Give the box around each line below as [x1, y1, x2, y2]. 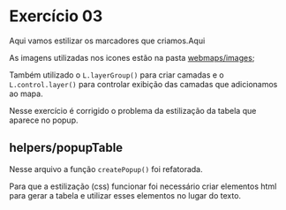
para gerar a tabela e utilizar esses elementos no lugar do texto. [9, 190, 241, 200]
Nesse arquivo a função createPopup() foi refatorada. [9, 163, 203, 174]
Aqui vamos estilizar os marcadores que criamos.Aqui [9, 35, 206, 46]
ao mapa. [9, 88, 43, 99]
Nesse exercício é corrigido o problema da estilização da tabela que [9, 105, 257, 116]
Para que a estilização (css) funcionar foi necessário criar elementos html [9, 181, 277, 191]
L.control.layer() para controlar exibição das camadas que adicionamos [9, 79, 278, 89]
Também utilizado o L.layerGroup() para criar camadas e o [9, 69, 224, 80]
